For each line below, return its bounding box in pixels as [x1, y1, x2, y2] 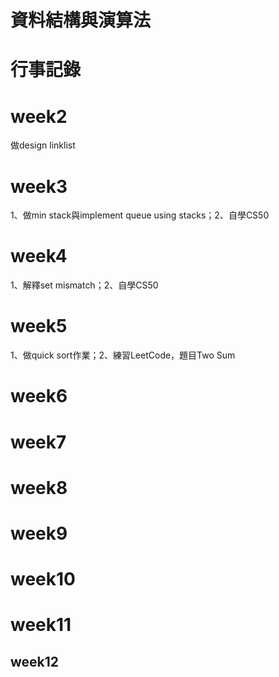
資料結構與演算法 [10, 9, 152, 32]
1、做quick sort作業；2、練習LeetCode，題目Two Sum [10, 349, 236, 361]
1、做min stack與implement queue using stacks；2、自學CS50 [10, 209, 270, 221]
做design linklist [10, 139, 76, 151]
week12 [10, 653, 60, 670]
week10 [10, 568, 76, 591]
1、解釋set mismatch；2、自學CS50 [10, 279, 159, 291]
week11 [10, 614, 72, 636]
